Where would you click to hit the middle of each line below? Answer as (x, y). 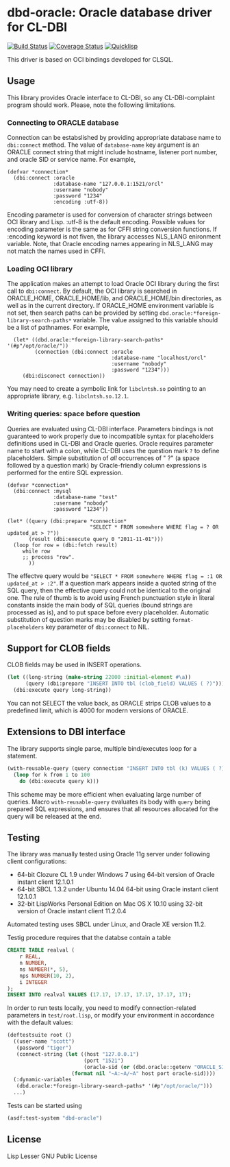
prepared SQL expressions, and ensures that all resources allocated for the (113, 809)
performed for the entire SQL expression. (65, 472)
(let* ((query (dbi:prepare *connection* (67, 521)
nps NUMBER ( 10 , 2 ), (47, 976)
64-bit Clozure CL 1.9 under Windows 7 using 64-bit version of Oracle (116, 875)
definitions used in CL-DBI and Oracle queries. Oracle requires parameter (110, 443)
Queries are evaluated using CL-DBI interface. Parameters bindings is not (110, 429)
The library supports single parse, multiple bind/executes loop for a (102, 748)
